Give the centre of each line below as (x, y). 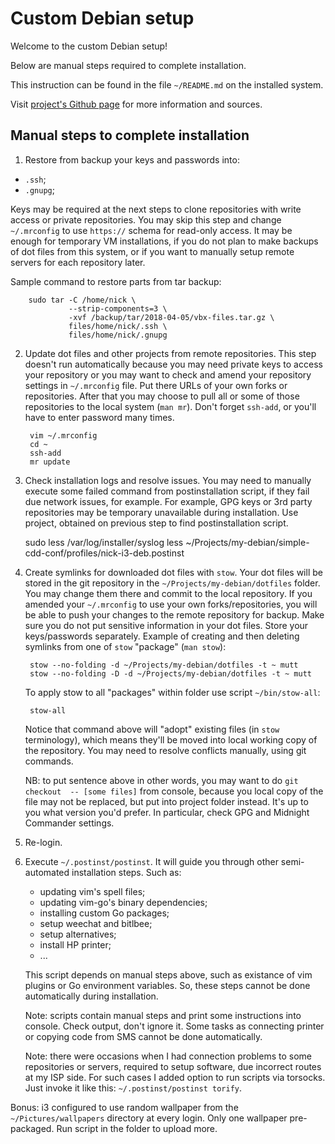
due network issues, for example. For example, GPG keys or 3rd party (168, 501)
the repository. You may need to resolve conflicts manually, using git (165, 750)
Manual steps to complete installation (130, 135)
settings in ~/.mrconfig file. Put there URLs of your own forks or (156, 385)
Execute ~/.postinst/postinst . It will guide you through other (151, 861)
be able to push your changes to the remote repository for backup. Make (174, 614)
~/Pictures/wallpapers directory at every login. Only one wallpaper (149, 1118)
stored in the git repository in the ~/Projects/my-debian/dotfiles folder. (172, 583)
